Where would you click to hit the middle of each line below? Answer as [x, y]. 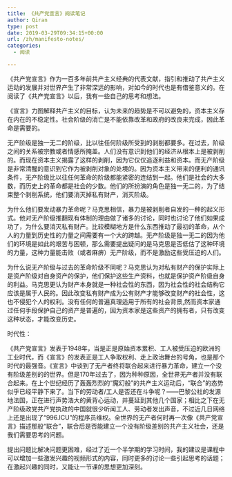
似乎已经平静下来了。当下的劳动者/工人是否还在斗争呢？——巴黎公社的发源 [114, 391]
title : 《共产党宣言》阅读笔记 [46, 13]
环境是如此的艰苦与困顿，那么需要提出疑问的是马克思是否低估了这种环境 [122, 243]
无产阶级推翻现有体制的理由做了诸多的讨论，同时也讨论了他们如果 [125, 218]
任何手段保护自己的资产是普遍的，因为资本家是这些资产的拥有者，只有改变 [119, 310]
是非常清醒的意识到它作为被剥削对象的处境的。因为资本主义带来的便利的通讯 [116, 168]
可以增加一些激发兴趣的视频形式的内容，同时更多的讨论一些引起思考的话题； [116, 458]
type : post [23, 26]
